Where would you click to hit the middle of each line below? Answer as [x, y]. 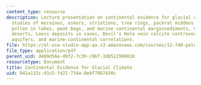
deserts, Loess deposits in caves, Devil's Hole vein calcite [91, 34]
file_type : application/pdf [41, 51]
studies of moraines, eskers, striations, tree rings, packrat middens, [104, 23]
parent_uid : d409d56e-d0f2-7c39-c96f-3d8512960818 [71, 56]
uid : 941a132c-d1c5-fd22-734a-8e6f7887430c [61, 73]
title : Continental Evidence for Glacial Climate [69, 67]
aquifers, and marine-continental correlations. [73, 40]
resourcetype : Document [36, 62]
